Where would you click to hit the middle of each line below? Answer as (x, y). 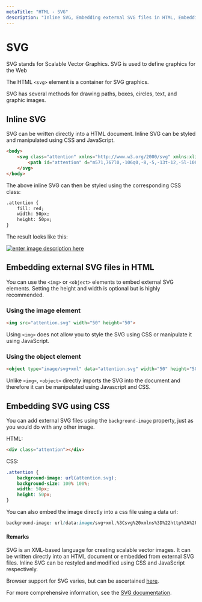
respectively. (22, 569)
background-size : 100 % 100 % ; (54, 484)
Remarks (18, 536)
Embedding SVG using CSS (58, 406)
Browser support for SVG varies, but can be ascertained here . (83, 581)
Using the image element (44, 310)
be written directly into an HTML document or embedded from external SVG (100, 557)
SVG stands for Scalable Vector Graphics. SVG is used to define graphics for (101, 64)
